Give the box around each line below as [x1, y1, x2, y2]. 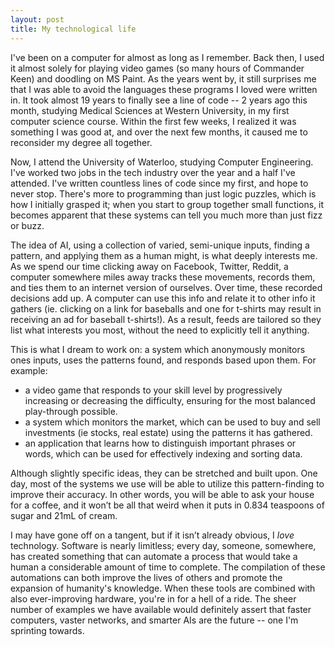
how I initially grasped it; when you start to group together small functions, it [10, 198, 325, 210]
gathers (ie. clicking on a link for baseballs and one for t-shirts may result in [10, 302, 322, 315]
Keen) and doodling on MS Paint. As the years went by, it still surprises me [10, 72, 317, 85]
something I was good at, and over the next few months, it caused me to [10, 126, 308, 138]
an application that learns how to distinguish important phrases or [24, 437, 297, 449]
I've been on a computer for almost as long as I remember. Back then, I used [10, 51, 325, 63]
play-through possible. [24, 405, 118, 417]
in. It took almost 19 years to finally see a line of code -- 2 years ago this [10, 94, 308, 106]
